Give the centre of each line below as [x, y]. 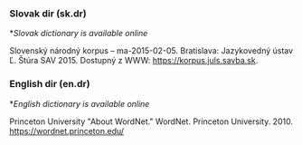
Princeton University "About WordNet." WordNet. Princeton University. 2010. [151, 121]
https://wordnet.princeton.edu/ [67, 130]
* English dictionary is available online [80, 103]
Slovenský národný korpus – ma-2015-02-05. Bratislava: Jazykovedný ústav [151, 51]
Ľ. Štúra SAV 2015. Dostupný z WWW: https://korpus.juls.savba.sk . [134, 61]
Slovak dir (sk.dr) [48, 14]
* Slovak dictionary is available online [79, 34]
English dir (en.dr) [50, 84]
